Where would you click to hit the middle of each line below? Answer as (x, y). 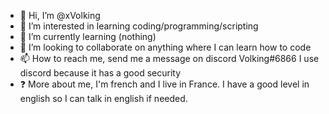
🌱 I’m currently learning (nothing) (88, 36)
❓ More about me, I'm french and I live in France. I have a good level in (164, 84)
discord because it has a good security (100, 73)
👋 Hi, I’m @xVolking (60, 15)
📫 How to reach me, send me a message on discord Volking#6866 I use (169, 58)
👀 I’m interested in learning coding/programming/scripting (139, 26)
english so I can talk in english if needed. (103, 98)
